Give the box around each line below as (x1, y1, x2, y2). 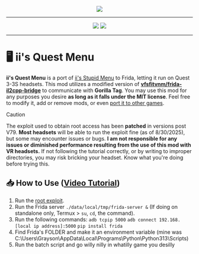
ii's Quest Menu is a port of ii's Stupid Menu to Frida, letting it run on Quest (6, 74, 190, 81)
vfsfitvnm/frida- (140, 80, 182, 87)
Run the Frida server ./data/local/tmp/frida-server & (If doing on (14, 203, 178, 210)
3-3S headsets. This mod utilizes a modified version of (6, 80, 140, 87)
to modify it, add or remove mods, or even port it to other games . (6, 99, 165, 106)
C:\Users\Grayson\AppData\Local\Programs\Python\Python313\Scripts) (14, 234, 189, 242)
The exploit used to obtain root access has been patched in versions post (6, 122, 187, 129)
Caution (6, 110, 25, 118)
